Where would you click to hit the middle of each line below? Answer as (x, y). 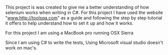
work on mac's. (21, 48)
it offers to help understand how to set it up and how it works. (69, 23)
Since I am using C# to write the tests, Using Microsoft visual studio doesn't (84, 42)
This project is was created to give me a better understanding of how (77, 7)
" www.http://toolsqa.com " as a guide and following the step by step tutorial (84, 18)
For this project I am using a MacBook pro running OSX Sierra (69, 33)
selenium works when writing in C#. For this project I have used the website (84, 12)
